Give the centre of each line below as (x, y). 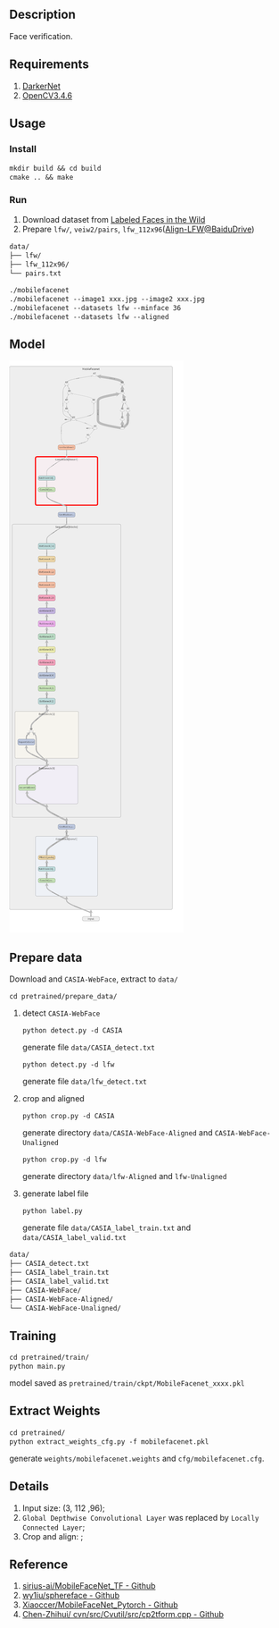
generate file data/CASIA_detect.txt (89, 1047)
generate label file (55, 1194)
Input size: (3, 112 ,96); (63, 1508)
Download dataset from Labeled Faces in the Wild (114, 219)
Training (33, 1336)
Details (29, 1486)
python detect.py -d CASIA (72, 1031)
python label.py (52, 1211)
